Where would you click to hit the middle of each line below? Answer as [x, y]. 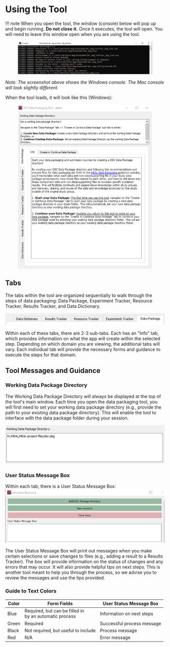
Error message [115, 638]
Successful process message [131, 623]
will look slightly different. [32, 88]
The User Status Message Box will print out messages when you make [79, 551]
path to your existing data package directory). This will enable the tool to [81, 412]
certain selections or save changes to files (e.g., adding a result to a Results [84, 556]
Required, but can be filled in [54, 611]
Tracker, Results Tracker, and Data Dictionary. [53, 306]
